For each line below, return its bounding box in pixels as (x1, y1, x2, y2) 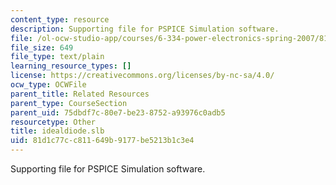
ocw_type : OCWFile (10, 80, 87, 90)
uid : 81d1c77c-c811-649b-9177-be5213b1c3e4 (10, 136, 195, 146)
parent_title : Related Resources (10, 89, 150, 99)
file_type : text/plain (10, 52, 105, 62)
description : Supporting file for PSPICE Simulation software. (10, 24, 280, 34)
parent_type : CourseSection (10, 98, 128, 108)
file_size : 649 (10, 42, 74, 53)
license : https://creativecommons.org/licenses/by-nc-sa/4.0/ (10, 71, 275, 81)
